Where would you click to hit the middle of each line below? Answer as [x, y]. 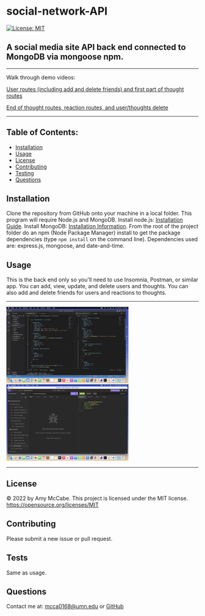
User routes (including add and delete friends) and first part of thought [95, 89]
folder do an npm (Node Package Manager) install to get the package [94, 233]
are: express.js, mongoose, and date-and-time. [66, 246]
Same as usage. [27, 573]
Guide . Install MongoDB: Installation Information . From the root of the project [102, 226]
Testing [25, 173]
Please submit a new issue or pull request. [59, 538]
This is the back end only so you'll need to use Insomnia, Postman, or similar [103, 280]
